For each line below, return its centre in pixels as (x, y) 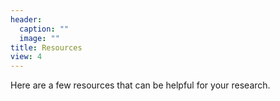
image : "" (39, 38)
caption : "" (44, 29)
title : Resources (46, 47)
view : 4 (26, 57)
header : (26, 19)
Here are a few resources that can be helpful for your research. (140, 85)
